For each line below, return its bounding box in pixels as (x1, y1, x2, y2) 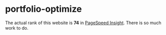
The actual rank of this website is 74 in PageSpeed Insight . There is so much (5, 20, 162, 26)
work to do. (5, 25, 29, 31)
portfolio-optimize (5, 3, 82, 15)
